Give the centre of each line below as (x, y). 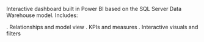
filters (14, 33)
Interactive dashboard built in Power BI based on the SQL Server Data (94, 9)
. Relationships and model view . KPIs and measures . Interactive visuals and (102, 27)
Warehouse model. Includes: (42, 15)
